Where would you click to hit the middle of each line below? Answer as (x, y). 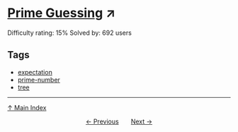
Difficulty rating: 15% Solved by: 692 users (70, 33)
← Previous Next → (119, 121)
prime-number (39, 79)
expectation (35, 72)
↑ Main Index (27, 107)
